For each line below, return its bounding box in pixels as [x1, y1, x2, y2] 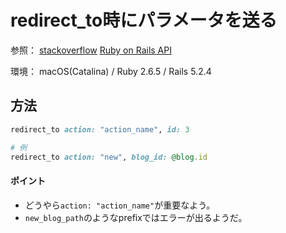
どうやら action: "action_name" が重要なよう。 [24, 199, 216, 211]
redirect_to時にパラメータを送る [10, 9, 278, 32]
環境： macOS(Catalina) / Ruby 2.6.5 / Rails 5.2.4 [10, 65, 212, 77]
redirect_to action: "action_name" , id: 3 [10, 124, 190, 135]
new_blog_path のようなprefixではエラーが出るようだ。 [24, 211, 248, 223]
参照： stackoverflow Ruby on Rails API [10, 44, 172, 56]
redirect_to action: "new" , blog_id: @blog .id [10, 152, 208, 162]
